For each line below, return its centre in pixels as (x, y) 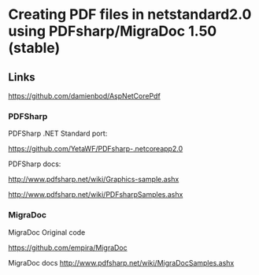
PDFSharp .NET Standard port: (58, 134)
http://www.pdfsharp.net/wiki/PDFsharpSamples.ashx (96, 195)
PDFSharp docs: (35, 164)
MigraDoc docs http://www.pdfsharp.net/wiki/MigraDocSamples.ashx (121, 262)
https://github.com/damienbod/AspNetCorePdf (85, 96)
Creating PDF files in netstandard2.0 (130, 15)
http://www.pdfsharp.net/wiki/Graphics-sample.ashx (94, 180)
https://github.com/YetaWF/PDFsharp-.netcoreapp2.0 (96, 149)
